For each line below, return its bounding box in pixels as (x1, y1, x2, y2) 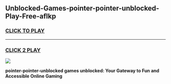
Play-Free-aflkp (5, 12, 56, 21)
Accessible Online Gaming (5, 73, 63, 79)
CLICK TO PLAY (5, 27, 45, 35)
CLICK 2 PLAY (5, 46, 41, 53)
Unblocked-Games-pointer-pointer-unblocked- (5, 4, 159, 13)
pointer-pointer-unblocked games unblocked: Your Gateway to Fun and (5, 67, 159, 73)
